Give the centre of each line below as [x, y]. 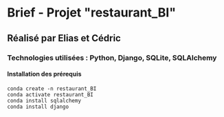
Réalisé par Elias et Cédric [64, 38]
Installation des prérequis [44, 74]
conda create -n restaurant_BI [52, 88]
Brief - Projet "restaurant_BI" [92, 13]
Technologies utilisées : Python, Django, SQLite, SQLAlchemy [112, 58]
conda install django [38, 107]
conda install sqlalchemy [44, 100]
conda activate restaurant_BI [51, 94]
